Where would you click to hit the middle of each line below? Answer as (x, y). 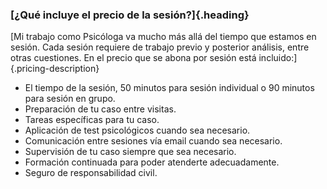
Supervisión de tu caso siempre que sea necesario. (130, 152)
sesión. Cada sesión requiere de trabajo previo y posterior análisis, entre (160, 47)
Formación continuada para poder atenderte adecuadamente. (152, 162)
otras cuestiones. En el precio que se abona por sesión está (133, 58)
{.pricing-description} (55, 69)
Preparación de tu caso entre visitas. (100, 109)
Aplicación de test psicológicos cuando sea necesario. (137, 130)
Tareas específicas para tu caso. (92, 120)
